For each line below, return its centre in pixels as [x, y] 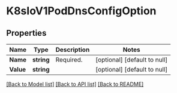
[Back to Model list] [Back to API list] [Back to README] [75, 84]
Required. [69, 60]
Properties [26, 33]
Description [73, 50]
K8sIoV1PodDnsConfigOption [82, 11]
